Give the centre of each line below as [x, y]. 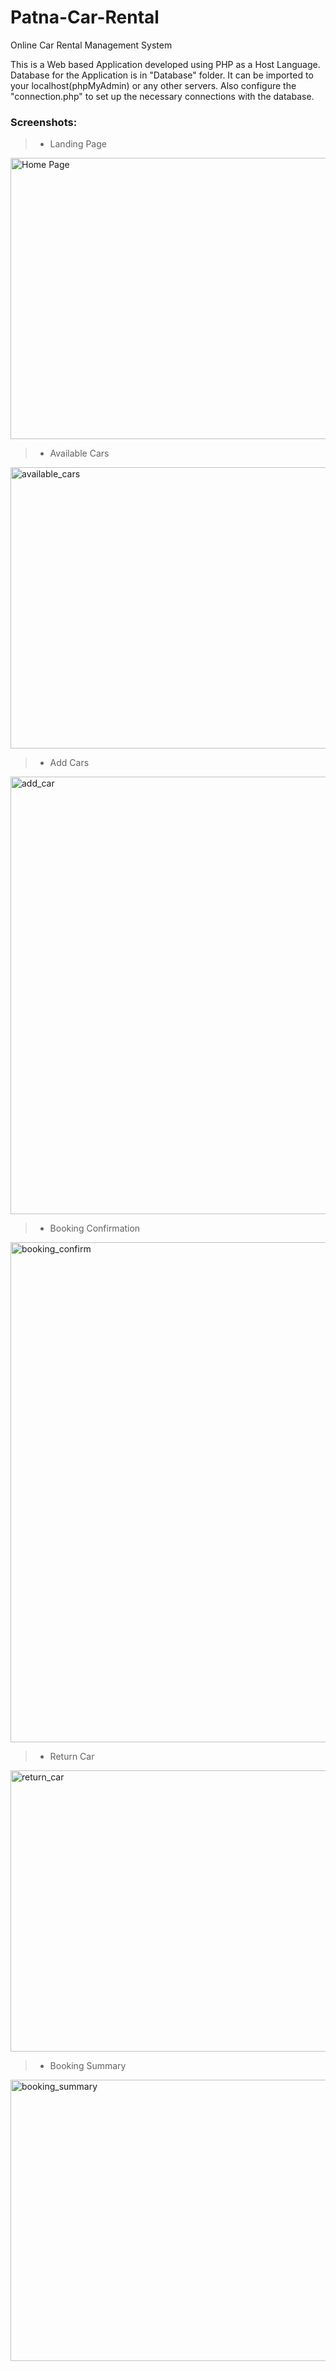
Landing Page [78, 144]
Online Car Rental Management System [91, 45]
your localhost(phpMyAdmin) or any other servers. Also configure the [153, 85]
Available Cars [79, 453]
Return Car [72, 1757]
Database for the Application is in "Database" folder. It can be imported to [162, 75]
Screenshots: [44, 122]
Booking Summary [88, 2066]
